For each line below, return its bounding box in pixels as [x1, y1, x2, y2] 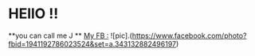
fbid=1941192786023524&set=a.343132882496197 [8, 39, 177, 48]
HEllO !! [8, 5, 59, 23]
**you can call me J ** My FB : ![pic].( [8, 31, 133, 40]
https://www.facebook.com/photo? [131, 31, 247, 40]
